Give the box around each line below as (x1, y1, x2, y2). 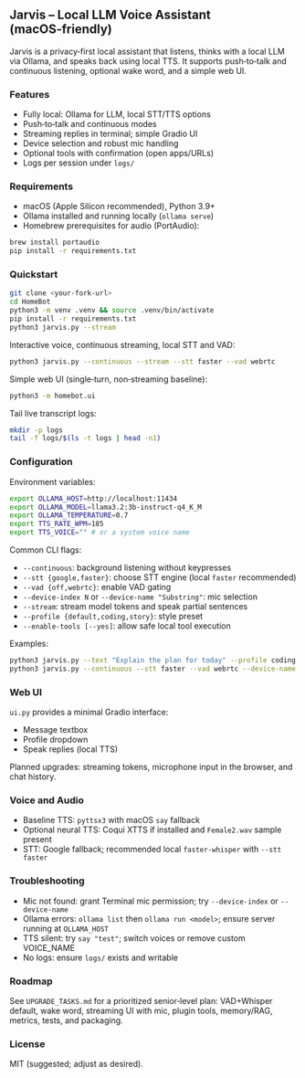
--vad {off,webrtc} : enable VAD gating (22, 582, 172, 592)
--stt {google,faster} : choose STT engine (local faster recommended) (22, 572, 297, 583)
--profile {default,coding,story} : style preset (22, 611, 204, 621)
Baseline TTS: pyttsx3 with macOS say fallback (22, 815, 201, 826)
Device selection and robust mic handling (22, 138, 179, 149)
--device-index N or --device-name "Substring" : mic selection (22, 591, 258, 602)
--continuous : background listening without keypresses (22, 562, 232, 573)
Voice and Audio (9, 794, 84, 807)
